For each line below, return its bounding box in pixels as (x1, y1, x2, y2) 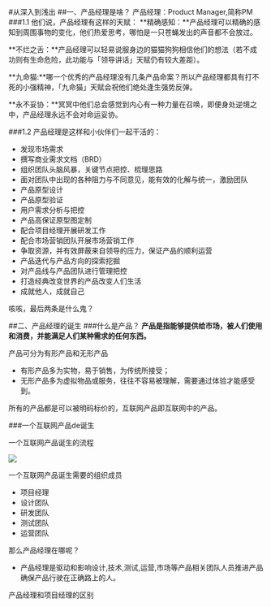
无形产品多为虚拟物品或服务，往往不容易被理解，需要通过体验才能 (19, 376, 241, 385)
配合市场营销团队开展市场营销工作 (19, 236, 135, 245)
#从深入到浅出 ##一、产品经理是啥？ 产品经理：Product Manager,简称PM (8, 7, 253, 16)
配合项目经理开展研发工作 (19, 226, 106, 235)
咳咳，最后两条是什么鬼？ (8, 304, 94, 313)
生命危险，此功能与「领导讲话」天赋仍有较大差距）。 (29, 55, 204, 64)
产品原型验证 (19, 195, 63, 205)
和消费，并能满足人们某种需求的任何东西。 (8, 332, 151, 340)
